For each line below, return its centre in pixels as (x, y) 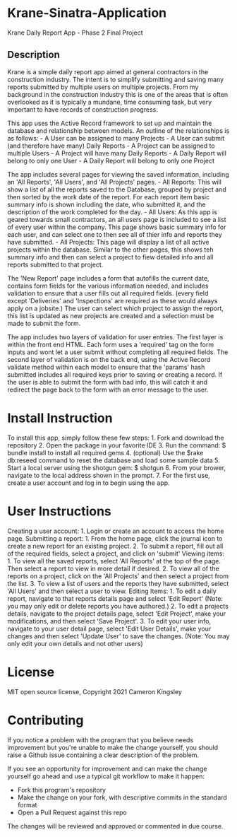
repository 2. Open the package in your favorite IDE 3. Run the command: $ (117, 445)
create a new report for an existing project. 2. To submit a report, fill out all (115, 546)
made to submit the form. (44, 323)
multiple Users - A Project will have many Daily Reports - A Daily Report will (117, 153)
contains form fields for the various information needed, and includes (108, 286)
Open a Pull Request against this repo (72, 812)
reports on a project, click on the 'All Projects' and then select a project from (118, 576)
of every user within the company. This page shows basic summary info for (117, 227)
